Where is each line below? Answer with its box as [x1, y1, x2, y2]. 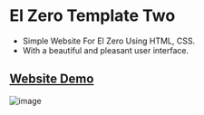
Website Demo [9, 72, 94, 87]
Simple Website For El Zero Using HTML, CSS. [22, 35, 196, 46]
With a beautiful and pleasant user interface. [22, 44, 189, 55]
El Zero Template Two [9, 5, 176, 26]
